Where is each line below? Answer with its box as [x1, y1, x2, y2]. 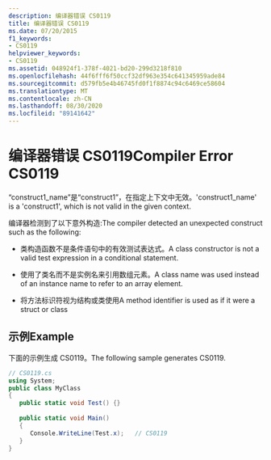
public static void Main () [19, 414, 110, 422]
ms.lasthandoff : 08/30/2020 [8, 102, 103, 110]
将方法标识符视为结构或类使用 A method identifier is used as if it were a [19, 295, 256, 305]
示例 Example [8, 330, 74, 344]
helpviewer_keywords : [8, 49, 81, 57]
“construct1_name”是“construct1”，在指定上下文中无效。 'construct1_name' [8, 192, 257, 202]
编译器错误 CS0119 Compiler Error [8, 147, 234, 166]
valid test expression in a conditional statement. [19, 252, 179, 263]
